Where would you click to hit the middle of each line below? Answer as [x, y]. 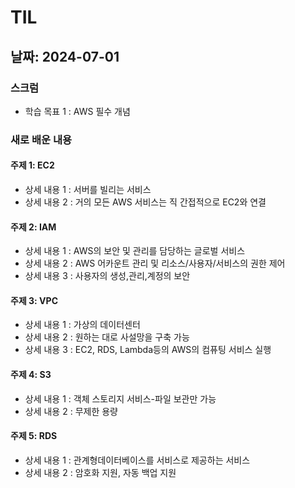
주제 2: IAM [33, 227]
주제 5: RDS [34, 436]
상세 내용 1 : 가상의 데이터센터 [82, 325]
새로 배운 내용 [41, 139]
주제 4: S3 [31, 374]
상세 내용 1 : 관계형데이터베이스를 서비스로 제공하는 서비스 [137, 460]
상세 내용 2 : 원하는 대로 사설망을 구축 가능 [107, 337]
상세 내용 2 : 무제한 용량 [71, 411]
